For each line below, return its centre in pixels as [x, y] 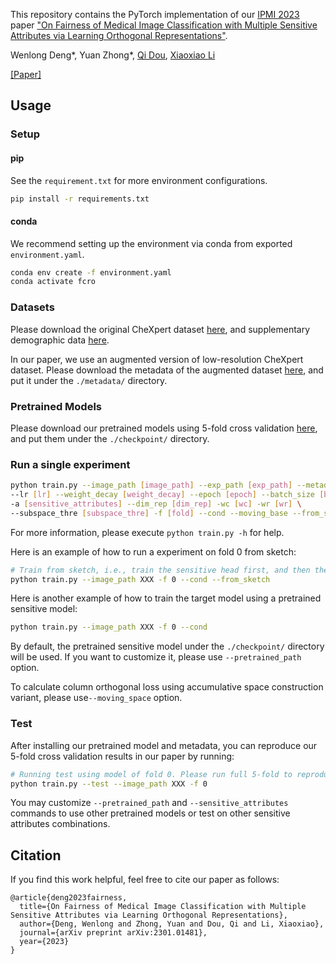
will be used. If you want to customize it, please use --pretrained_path [156, 657]
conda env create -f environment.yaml [91, 272]
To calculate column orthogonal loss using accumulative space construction [167, 687]
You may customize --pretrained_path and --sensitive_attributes [149, 803]
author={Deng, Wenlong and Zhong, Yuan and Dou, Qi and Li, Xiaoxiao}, [172, 924]
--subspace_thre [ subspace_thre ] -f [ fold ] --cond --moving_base [149, 513]
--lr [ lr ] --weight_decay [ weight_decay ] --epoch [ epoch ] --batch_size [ [167, 495]
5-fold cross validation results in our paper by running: [122, 756]
